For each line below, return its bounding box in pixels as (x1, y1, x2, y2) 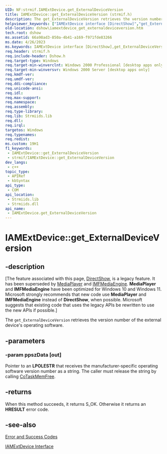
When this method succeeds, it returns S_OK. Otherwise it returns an (5, 401, 146, 407)
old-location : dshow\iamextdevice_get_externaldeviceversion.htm (5, 26, 143, 31)
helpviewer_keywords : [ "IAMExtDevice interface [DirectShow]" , (5, 21, 139, 26)
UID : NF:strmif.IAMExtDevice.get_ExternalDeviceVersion (5, 7, 123, 12)
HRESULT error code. (5, 406, 49, 412)
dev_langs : (5, 160, 28, 165)
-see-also (5, 421, 36, 429)
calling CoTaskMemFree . (5, 373, 56, 379)
